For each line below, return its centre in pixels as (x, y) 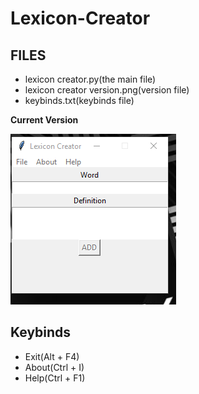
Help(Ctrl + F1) (55, 378)
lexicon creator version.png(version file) (107, 90)
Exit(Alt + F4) (52, 356)
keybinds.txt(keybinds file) (79, 100)
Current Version (44, 120)
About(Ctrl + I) (54, 367)
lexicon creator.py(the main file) (90, 79)
